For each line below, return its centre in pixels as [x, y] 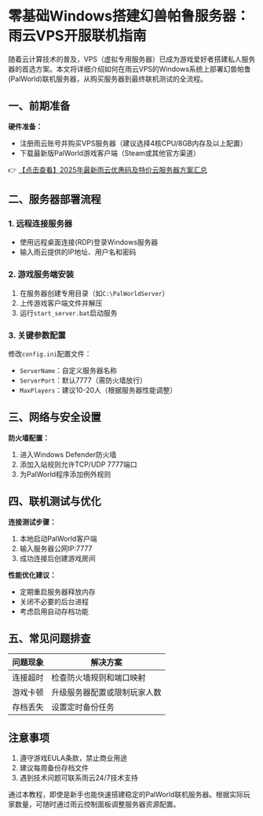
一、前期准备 [39, 106]
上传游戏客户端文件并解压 [61, 303]
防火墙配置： [29, 438]
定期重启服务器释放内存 [57, 592]
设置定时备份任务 [83, 707]
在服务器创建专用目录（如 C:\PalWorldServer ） [94, 293]
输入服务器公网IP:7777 [56, 548]
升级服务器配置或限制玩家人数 [107, 692]
